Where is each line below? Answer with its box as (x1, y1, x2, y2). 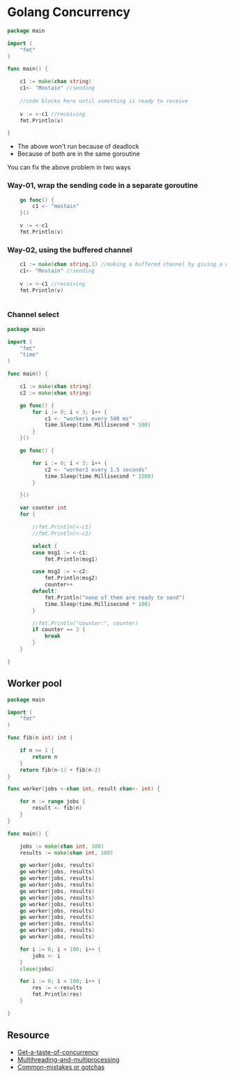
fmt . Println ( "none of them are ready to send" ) (44, 594, 186, 601)
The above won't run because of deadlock (17, 142, 139, 151)
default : (32, 588, 58, 595)
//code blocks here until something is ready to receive (19, 97, 189, 105)
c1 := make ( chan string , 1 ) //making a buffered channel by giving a (19, 261, 223, 268)
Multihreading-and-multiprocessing (17, 1055, 120, 1063)
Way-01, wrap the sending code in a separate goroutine (7, 181, 198, 191)
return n (32, 753, 58, 760)
